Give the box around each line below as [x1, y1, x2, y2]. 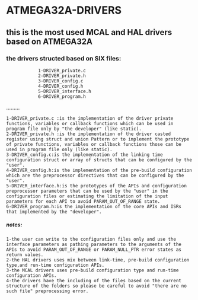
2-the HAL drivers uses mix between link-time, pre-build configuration [6, 257, 190, 263]
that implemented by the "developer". [6, 209, 102, 215]
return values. [6, 251, 44, 258]
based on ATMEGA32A [6, 36, 93, 46]
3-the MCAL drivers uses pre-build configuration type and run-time [6, 267, 179, 273]
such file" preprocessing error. [6, 288, 89, 294]
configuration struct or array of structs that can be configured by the [6, 157, 193, 163]
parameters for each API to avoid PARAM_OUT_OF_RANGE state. [6, 198, 161, 205]
